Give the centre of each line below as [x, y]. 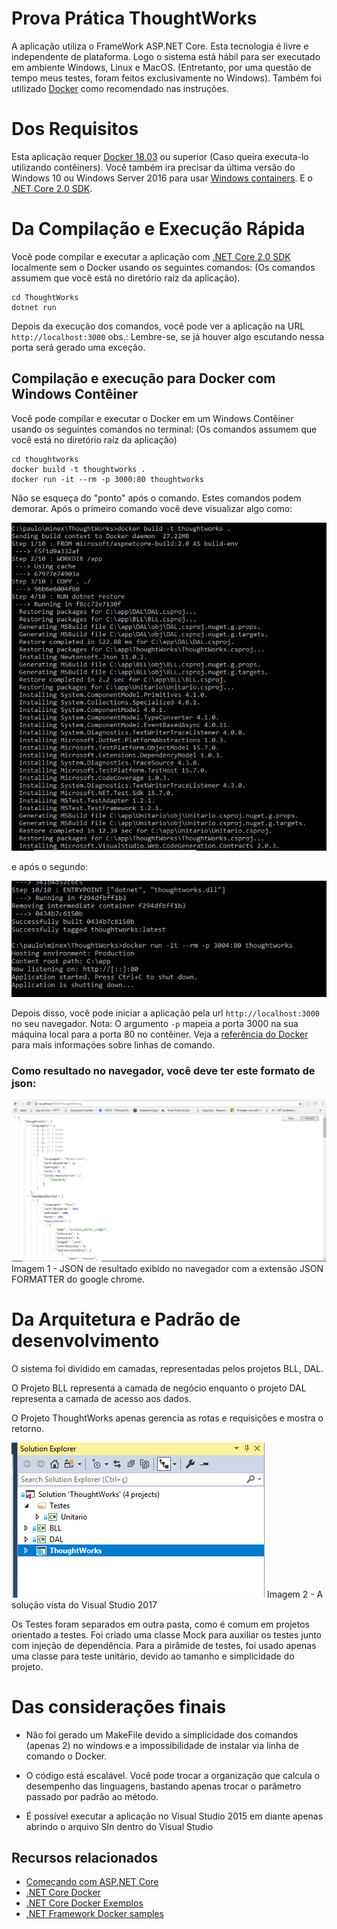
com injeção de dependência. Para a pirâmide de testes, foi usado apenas [164, 1645]
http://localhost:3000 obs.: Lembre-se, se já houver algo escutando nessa [168, 336]
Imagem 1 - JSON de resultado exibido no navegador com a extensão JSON [167, 1268]
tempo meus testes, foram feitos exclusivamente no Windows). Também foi [166, 78]
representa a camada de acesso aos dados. [101, 1398]
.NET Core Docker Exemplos [84, 1903]
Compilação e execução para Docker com [143, 378]
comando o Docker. [66, 1756]
